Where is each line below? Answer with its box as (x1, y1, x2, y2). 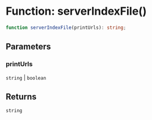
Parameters (5, 42, 51, 52)
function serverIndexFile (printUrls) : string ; (5, 24, 126, 31)
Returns (5, 91, 37, 102)
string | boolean (5, 73, 46, 81)
